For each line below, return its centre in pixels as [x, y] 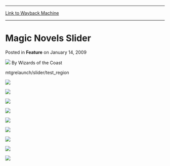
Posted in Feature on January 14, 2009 [46, 52]
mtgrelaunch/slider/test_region [37, 72]
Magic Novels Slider [48, 38]
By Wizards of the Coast [37, 63]
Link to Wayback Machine [32, 13]
